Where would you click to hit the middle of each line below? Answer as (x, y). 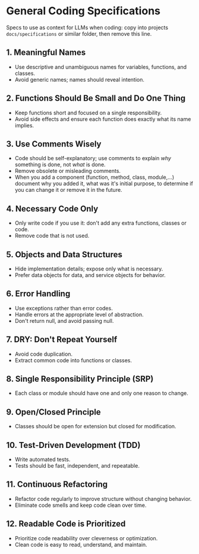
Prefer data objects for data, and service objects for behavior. (90, 275)
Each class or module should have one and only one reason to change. (101, 393)
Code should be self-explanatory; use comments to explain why (93, 158)
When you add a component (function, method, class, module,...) (94, 178)
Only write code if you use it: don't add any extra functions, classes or (101, 223)
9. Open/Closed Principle (53, 412)
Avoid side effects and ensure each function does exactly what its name (103, 119)
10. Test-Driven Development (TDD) (73, 445)
